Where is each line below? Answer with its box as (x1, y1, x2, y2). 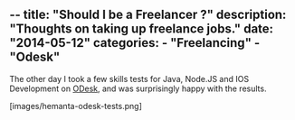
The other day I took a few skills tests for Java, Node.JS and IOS (9, 73, 250, 84)
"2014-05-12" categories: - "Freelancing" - (9, 35, 261, 51)
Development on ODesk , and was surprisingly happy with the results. (9, 83, 267, 94)
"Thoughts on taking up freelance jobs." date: (9, 22, 274, 37)
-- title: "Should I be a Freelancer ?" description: (9, 7, 287, 23)
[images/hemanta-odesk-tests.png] (9, 100, 142, 111)
